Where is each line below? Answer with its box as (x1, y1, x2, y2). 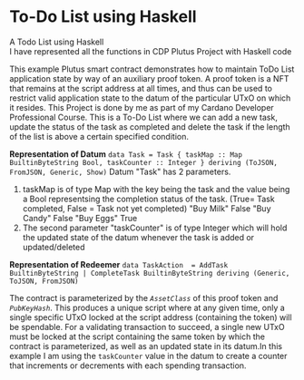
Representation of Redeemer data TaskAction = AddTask (9, 258, 229, 269)
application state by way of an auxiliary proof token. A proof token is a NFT (9, 73, 289, 83)
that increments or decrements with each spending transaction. (9, 360, 247, 371)
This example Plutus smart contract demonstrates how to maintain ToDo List (9, 63, 295, 74)
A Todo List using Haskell (9, 36, 104, 47)
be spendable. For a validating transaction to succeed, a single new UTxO (9, 321, 285, 332)
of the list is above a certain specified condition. (9, 131, 189, 141)
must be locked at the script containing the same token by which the (9, 331, 266, 342)
